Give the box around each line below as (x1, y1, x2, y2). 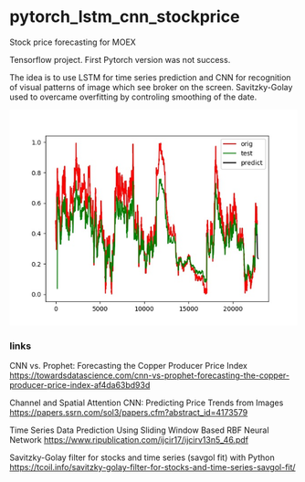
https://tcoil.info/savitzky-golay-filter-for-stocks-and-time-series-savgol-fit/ (9, 462, 296, 473)
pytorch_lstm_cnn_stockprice (9, 6, 240, 27)
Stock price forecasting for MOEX (9, 37, 137, 47)
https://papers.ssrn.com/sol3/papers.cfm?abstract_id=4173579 (9, 407, 248, 418)
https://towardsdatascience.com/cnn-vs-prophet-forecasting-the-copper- (9, 370, 290, 381)
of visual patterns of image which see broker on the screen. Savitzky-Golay (9, 81, 293, 92)
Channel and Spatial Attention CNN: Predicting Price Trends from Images (9, 397, 284, 408)
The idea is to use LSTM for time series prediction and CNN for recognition (9, 71, 291, 83)
